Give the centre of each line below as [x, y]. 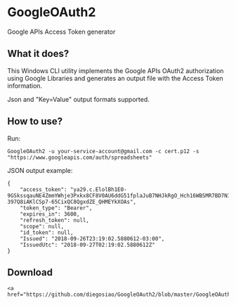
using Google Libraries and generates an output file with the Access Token [115, 78]
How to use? [35, 121]
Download [30, 272]
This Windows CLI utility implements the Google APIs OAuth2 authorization [116, 70]
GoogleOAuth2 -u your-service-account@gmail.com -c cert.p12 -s [103, 151]
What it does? [38, 54]
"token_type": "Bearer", [56, 208]
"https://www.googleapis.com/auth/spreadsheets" [80, 157]
